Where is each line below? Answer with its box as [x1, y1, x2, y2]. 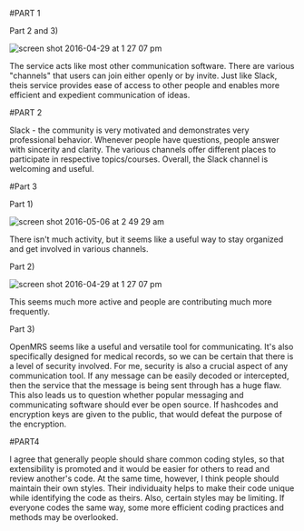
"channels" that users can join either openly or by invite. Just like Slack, [9, 70, 278, 81]
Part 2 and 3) [9, 25, 59, 35]
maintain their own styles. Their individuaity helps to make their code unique [9, 483, 295, 494]
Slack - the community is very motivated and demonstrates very [9, 125, 250, 135]
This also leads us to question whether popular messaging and [9, 390, 244, 400]
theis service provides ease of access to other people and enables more [9, 80, 279, 90]
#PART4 [9, 436, 40, 446]
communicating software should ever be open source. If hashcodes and [9, 399, 279, 410]
